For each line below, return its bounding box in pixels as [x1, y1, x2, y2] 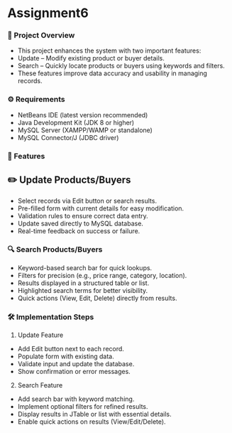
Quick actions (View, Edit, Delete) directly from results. [17, 294, 177, 302]
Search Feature [17, 381, 63, 390]
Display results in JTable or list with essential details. [17, 410, 172, 419]
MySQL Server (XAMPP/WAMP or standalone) [17, 126, 153, 134]
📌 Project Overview [7, 31, 75, 41]
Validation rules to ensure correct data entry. [17, 211, 149, 220]
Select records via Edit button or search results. [17, 196, 158, 205]
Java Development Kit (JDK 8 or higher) [17, 118, 135, 127]
